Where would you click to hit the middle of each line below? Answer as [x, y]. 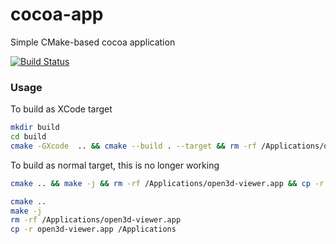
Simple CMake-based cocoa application [93, 42]
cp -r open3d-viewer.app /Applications [93, 229]
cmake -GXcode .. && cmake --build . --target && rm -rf [133, 146]
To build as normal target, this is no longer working [115, 165]
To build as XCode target [61, 109]
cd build [28, 137]
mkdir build [35, 128]
